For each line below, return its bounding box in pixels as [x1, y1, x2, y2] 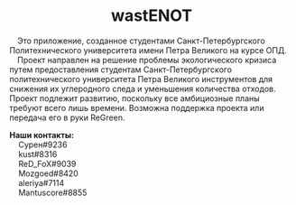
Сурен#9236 [17, 139, 68, 150]
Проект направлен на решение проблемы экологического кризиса [17, 54, 277, 65]
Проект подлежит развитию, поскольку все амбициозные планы [9, 92, 260, 104]
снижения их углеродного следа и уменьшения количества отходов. [9, 83, 276, 94]
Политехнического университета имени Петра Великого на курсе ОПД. [9, 44, 287, 55]
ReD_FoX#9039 [17, 158, 77, 169]
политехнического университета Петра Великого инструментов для [9, 73, 273, 84]
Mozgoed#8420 [17, 168, 79, 179]
